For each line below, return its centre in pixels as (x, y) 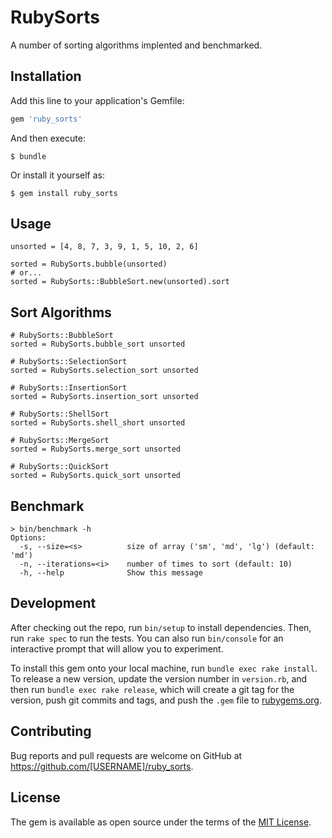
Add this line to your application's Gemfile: (97, 100)
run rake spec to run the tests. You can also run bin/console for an (147, 638)
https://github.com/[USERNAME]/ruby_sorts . (102, 766)
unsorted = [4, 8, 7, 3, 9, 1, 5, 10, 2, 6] (104, 247)
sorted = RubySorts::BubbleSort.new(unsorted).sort (120, 282)
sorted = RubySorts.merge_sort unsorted (96, 449)
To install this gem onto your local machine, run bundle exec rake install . (164, 668)
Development (53, 603)
